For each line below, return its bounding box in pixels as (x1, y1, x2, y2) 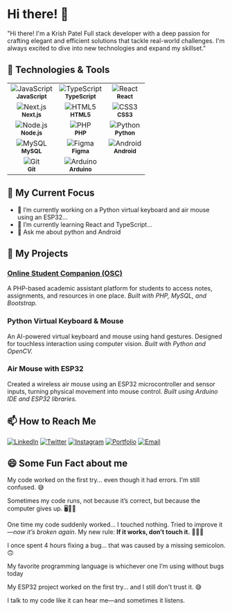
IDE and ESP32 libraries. (7, 395, 78, 403)
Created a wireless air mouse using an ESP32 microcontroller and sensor (7, 379, 216, 388)
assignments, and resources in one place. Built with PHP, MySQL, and (7, 291, 207, 300)
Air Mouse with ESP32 (7, 364, 84, 374)
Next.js (21, 110, 42, 119)
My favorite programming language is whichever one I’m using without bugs (7, 562, 224, 571)
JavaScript (16, 92, 47, 100)
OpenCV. (7, 347, 33, 355)
